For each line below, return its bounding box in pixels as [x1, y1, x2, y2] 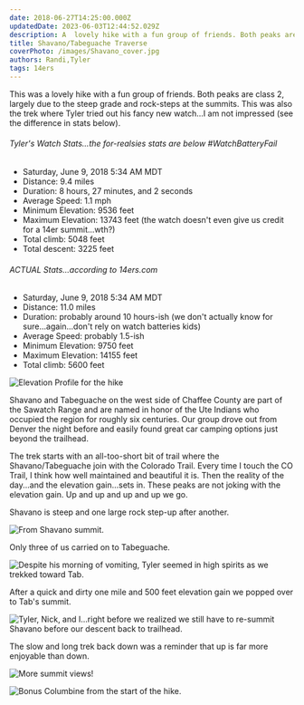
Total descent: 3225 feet [22, 244, 115, 255]
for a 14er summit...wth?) [22, 224, 116, 236]
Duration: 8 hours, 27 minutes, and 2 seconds [22, 186, 193, 197]
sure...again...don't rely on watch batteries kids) [22, 321, 202, 332]
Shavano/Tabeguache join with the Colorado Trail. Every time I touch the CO [9, 460, 294, 471]
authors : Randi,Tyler [9, 55, 91, 64]
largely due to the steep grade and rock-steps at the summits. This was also [9, 98, 292, 109]
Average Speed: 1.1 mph [22, 196, 111, 207]
